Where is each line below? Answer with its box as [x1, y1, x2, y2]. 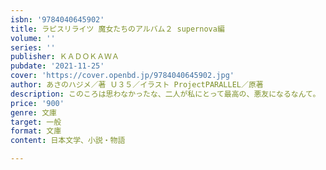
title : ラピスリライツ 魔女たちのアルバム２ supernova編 [10, 24, 225, 34]
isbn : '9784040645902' [10, 14, 105, 25]
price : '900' [10, 98, 65, 108]
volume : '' [10, 33, 56, 43]
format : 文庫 [10, 126, 62, 136]
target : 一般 [10, 117, 62, 127]
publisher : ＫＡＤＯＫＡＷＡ [10, 52, 120, 62]
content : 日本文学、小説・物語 [10, 136, 126, 146]
